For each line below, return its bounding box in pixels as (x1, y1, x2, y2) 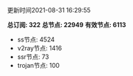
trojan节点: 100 (17, 61, 60, 69)
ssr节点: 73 (17, 53, 50, 61)
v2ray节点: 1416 (17, 44, 62, 52)
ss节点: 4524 (17, 35, 55, 44)
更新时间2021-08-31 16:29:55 (7, 6, 91, 14)
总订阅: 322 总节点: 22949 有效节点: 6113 (7, 21, 127, 29)
